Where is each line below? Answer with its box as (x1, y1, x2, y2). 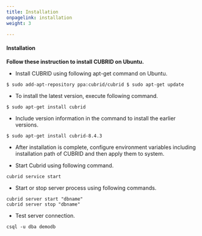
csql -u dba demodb (6, 223, 56, 230)
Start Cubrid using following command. (15, 162, 114, 169)
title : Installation (6, 9, 59, 15)
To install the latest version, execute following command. (15, 92, 159, 99)
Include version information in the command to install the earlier (15, 114, 176, 122)
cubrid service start (6, 173, 62, 179)
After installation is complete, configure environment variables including (15, 144, 197, 151)
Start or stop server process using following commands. (15, 184, 157, 192)
